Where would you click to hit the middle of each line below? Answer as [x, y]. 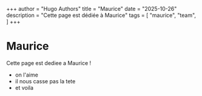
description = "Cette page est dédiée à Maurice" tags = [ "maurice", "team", [101, 15]
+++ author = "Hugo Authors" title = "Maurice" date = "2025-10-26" [92, 9]
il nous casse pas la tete [45, 81]
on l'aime [26, 75]
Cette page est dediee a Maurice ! [49, 63]
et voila [24, 87]
